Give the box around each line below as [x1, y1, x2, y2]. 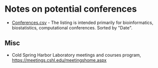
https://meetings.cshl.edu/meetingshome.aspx [11, 57, 107, 63]
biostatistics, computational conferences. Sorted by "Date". [11, 24, 133, 30]
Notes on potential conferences [4, 3, 137, 15]
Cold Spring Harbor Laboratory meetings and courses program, [11, 52, 141, 58]
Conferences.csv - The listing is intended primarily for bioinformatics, [11, 20, 154, 25]
